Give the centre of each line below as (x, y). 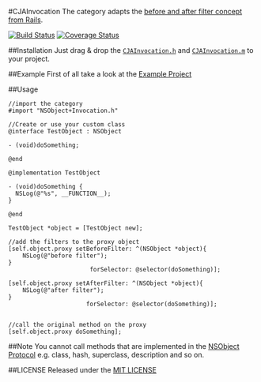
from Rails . (26, 20)
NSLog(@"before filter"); (65, 256)
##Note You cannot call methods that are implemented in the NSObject (124, 346)
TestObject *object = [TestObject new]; (76, 228)
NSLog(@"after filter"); (63, 290)
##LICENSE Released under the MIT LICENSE (82, 370)
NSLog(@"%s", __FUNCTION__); (63, 193)
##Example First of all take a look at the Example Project (100, 74)
